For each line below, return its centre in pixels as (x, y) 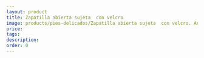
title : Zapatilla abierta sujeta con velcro (65, 18)
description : (23, 40)
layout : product (27, 12)
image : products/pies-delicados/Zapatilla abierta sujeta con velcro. (99, 23)
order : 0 (17, 46)
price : (15, 29)
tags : (13, 34)
